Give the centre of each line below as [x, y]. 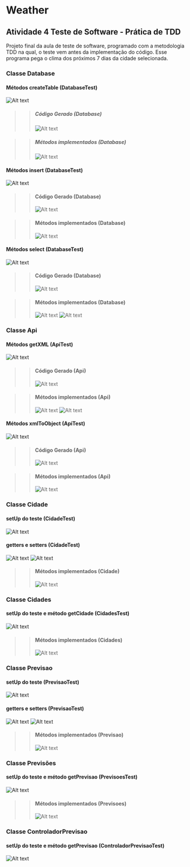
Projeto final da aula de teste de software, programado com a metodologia [95, 46]
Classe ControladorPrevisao [47, 832]
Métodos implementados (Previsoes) [81, 803]
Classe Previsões [31, 763]
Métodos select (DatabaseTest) [45, 249]
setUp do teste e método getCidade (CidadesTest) [68, 614]
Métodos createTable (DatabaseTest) [52, 87]
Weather [27, 10]
